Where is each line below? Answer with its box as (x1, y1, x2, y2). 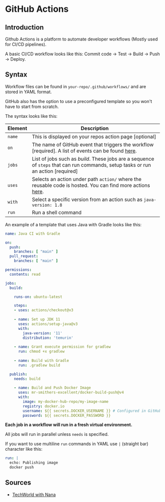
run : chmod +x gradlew (18, 349, 65, 354)
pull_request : (9, 254, 38, 259)
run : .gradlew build (18, 362, 60, 368)
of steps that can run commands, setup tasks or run (31, 161, 151, 168)
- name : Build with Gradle (14, 358, 69, 363)
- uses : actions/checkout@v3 (14, 308, 74, 313)
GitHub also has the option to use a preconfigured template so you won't (5, 98, 152, 104)
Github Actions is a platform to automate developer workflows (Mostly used (5, 36, 158, 42)
